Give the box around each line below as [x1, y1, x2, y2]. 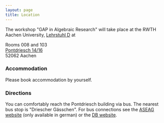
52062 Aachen [5, 52, 37, 59]
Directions [5, 89, 32, 96]
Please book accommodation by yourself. [5, 77, 93, 83]
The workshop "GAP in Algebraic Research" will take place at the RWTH [5, 26, 156, 32]
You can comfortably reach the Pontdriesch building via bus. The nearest [5, 101, 159, 107]
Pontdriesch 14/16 [5, 47, 43, 53]
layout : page [5, 7, 33, 13]
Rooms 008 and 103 [5, 41, 47, 47]
